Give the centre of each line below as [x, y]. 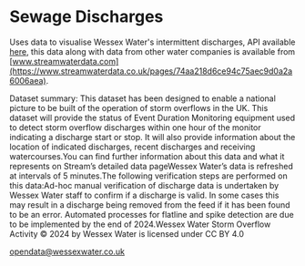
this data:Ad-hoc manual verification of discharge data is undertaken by [144, 185]
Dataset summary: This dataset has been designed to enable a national [142, 98]
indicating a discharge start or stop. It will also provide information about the [152, 137]
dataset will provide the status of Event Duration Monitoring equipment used [152, 118]
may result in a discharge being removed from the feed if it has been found [150, 205]
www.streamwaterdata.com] [66, 61]
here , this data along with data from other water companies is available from [152, 51]
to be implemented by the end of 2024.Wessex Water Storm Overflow [140, 224]
